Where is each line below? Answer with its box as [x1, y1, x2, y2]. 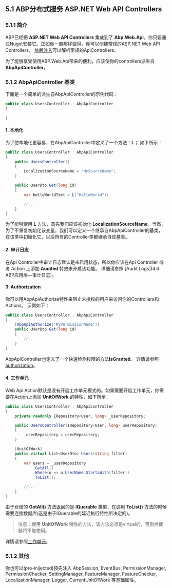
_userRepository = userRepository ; [24, 433, 100, 438]
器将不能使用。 [17, 527, 50, 534]
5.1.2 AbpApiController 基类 [5, 79, 75, 86]
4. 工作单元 [5, 375, 29, 381]
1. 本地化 [5, 127, 24, 133]
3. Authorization [5, 284, 41, 290]
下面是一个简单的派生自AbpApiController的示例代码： [5, 91, 119, 97]
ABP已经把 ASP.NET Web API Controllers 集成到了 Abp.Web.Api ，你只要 [5, 34, 162, 40]
